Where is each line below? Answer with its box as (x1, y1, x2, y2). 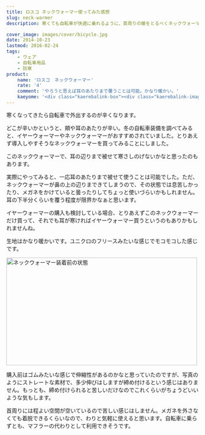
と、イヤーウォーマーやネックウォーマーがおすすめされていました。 (6, 132, 177, 139)
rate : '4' (17, 82, 43, 89)
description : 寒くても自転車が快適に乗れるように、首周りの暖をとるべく (6, 20, 169, 26)
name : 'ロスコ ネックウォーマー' (17, 77, 94, 83)
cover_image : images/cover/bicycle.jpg (6, 31, 108, 37)
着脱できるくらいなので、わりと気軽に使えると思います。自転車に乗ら (21, 414, 198, 422)
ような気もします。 (6, 393, 54, 401)
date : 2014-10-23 (6, 37, 51, 43)
